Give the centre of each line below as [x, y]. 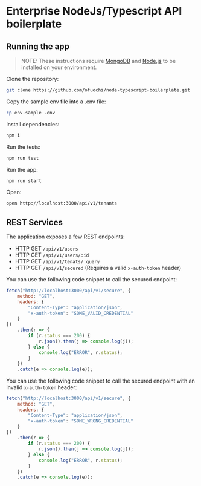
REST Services [35, 222]
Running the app [38, 46]
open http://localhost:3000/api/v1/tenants [62, 203]
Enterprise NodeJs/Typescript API [94, 11]
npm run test [23, 158]
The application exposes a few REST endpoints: [65, 237]
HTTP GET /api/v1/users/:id [52, 255]
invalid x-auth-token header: [42, 387]
